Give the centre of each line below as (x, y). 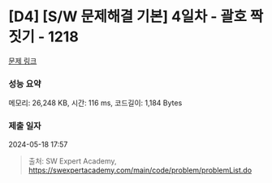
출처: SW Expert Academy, (72, 161)
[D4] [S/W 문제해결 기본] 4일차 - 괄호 (128, 17)
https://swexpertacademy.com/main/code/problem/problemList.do (140, 170)
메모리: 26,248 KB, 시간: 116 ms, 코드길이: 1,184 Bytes (95, 103)
